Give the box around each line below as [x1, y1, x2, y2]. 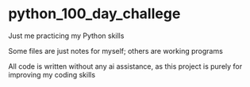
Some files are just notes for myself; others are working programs [8, 46, 224, 55]
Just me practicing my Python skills [8, 31, 125, 40]
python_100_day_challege [8, 5, 181, 23]
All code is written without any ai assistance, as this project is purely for [8, 61, 243, 71]
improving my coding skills [8, 70, 96, 79]
